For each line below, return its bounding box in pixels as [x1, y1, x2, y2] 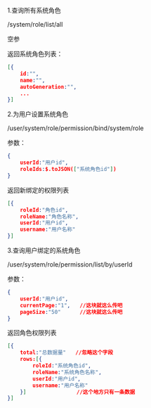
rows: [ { [20, 356, 42, 363]
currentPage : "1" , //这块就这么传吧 [20, 302, 123, 309]
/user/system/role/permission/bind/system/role [7, 124, 144, 132]
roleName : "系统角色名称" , [32, 369, 102, 376]
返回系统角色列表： [7, 50, 63, 58]
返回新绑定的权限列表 [7, 186, 69, 194]
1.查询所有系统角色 [7, 6, 61, 14]
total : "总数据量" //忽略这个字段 [20, 349, 114, 357]
